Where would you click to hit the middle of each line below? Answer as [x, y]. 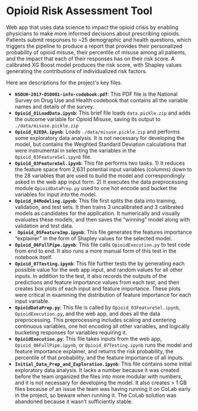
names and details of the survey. [54, 106]
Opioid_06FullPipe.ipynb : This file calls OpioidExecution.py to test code [102, 244]
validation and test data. [44, 226]
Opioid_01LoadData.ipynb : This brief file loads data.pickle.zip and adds [103, 113]
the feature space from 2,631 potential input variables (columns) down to [103, 169]
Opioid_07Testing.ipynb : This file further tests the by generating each [100, 263]
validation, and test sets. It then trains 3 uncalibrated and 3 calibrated [99, 207]
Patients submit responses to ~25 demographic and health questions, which [99, 40]
